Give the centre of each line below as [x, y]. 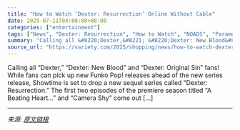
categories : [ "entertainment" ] [54, 27]
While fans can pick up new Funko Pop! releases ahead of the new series [115, 75]
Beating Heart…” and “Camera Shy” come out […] [80, 98]
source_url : [25, 47]
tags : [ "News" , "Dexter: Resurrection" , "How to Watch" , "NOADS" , [108, 34]
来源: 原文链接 [28, 119]
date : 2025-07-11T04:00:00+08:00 [57, 21]
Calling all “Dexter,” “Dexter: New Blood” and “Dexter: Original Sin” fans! [114, 67]
